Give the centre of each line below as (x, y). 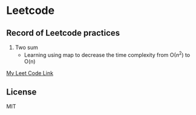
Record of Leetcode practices (63, 33)
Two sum (26, 47)
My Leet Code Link (30, 73)
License (21, 92)
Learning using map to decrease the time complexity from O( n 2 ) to (107, 54)
